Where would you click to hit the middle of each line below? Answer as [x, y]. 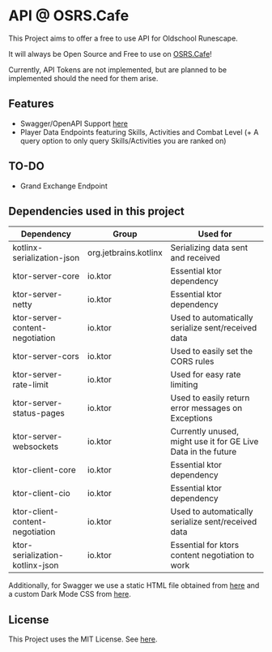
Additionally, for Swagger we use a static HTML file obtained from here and [134, 585]
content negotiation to [212, 555]
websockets [36, 447]
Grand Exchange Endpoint [64, 186]
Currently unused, [204, 431]
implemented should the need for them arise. [83, 78]
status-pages [38, 413]
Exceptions [191, 418]
